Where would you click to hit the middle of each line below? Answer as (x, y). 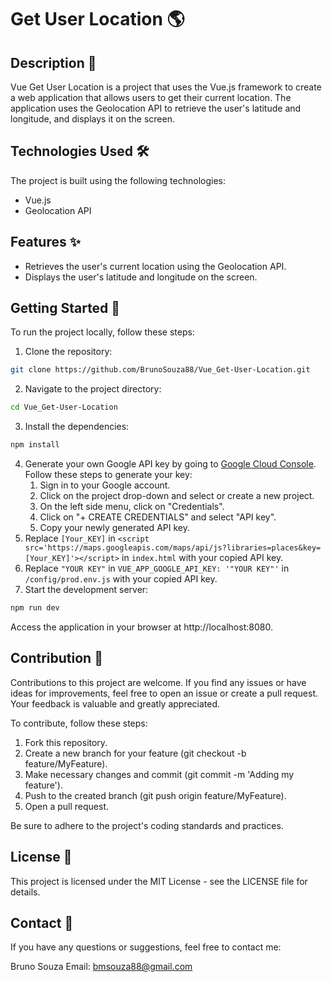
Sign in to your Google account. (105, 485)
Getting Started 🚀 (65, 308)
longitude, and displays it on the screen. (92, 119)
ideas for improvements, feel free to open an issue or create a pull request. (164, 693)
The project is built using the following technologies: (118, 180)
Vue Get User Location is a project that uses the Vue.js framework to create (166, 87)
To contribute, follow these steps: (79, 723)
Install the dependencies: (77, 427)
